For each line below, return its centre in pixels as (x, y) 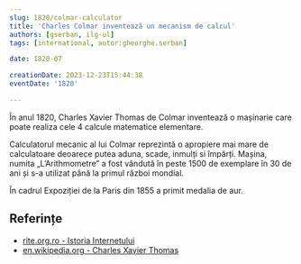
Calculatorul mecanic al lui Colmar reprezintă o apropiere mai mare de (139, 144)
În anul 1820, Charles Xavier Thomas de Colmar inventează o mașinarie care (151, 117)
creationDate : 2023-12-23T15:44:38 (76, 76)
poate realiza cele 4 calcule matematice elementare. (106, 126)
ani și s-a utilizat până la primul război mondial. (97, 173)
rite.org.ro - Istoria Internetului (78, 241)
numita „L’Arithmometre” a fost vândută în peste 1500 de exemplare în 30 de (150, 163)
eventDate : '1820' (44, 84)
